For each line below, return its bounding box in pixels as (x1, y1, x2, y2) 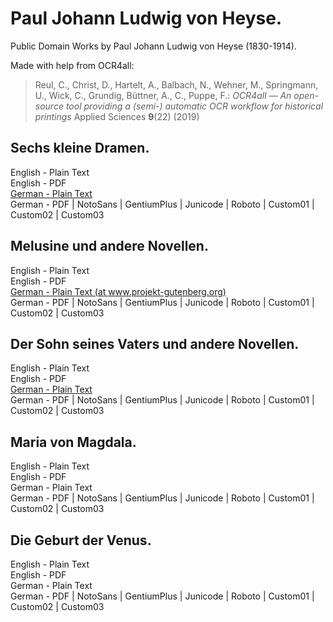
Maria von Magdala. (10, 433, 137, 451)
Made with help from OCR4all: (10, 59, 135, 71)
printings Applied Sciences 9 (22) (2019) (34, 110, 200, 122)
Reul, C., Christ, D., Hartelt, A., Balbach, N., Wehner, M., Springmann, (34, 78, 319, 91)
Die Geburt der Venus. (10, 532, 152, 549)
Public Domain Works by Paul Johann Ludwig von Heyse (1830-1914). (10, 40, 297, 52)
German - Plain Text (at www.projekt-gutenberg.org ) (10, 285, 227, 297)
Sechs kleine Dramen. (10, 140, 150, 157)
